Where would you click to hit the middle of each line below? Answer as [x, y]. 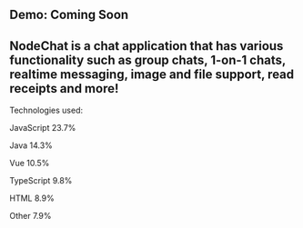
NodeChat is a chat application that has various [146, 46]
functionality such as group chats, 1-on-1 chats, [148, 59]
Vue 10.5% [30, 164]
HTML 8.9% [32, 198]
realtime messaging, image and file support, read [152, 74]
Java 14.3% [31, 145]
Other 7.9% [30, 216]
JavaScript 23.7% [43, 128]
